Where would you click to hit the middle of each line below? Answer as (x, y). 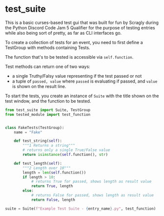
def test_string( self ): (38, 141)
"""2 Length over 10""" (47, 168)
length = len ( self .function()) (54, 173)
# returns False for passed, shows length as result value (92, 195)
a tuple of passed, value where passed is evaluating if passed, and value (85, 81)
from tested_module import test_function (48, 114)
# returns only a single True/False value (66, 150)
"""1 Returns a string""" (49, 146)
